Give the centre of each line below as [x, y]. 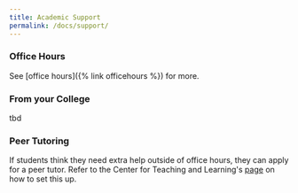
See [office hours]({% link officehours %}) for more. [104, 75]
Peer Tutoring [39, 141]
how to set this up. [43, 179]
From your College [50, 98]
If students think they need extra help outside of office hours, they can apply [149, 160]
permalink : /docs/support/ [59, 26]
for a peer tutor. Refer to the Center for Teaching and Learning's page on [142, 170]
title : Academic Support [55, 17]
